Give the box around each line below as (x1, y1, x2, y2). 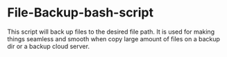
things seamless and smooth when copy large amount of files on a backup (7, 34, 221, 43)
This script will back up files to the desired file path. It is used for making (7, 27, 215, 36)
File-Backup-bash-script (7, 5, 154, 21)
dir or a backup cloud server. (7, 42, 90, 50)
